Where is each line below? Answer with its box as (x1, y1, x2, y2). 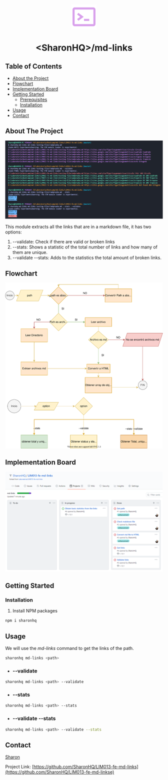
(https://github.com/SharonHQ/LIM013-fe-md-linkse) (5, 769, 114, 775)
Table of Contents (5, 62, 62, 70)
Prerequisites (19, 96, 47, 102)
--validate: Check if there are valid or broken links (12, 239, 115, 245)
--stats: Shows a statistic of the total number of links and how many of (12, 244, 158, 250)
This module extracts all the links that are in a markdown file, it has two (5, 224, 151, 230)
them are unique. (12, 249, 48, 255)
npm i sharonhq (5, 618, 37, 623)
